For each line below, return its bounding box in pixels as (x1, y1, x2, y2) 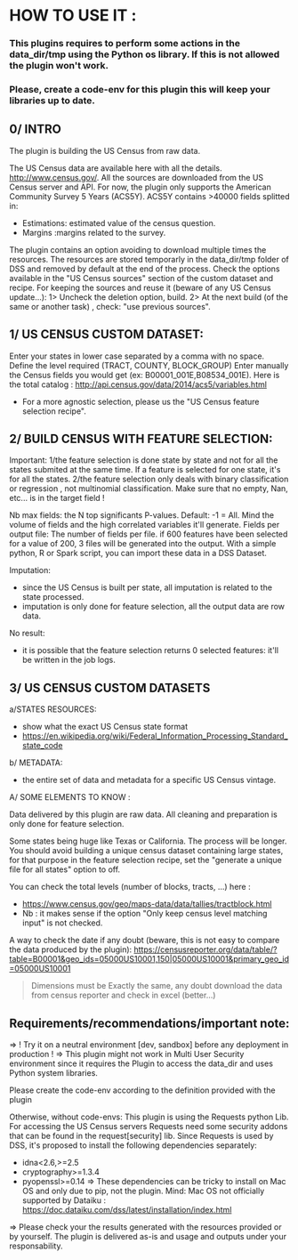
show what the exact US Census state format (21, 722, 189, 732)
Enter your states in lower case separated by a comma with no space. (9, 351, 265, 361)
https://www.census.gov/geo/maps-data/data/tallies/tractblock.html (21, 899, 272, 909)
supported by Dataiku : (21, 1195, 107, 1206)
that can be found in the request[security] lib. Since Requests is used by (9, 1131, 274, 1142)
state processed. (21, 592, 85, 602)
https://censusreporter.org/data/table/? (133, 944, 278, 955)
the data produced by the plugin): (9, 944, 133, 955)
